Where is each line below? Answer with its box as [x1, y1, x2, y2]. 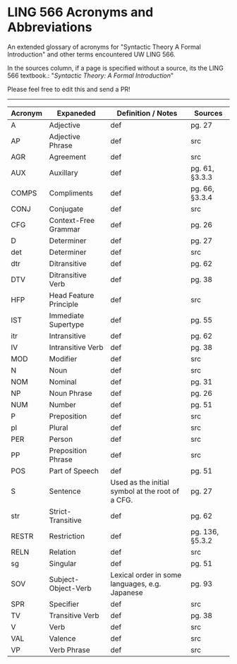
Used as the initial [110, 477, 169, 487]
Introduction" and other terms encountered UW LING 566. [7, 50, 176, 59]
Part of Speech [49, 466, 99, 476]
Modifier [49, 354, 78, 363]
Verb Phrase [49, 645, 90, 655]
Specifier [49, 599, 80, 609]
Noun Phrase [49, 388, 93, 398]
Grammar [49, 224, 80, 234]
